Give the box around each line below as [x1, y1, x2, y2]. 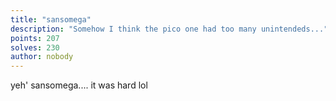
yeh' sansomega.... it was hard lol [10, 79, 148, 91]
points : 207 [10, 33, 60, 43]
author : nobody [10, 52, 74, 62]
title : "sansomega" [10, 14, 92, 25]
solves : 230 [10, 42, 60, 53]
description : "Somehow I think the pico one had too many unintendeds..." [10, 24, 329, 34]
